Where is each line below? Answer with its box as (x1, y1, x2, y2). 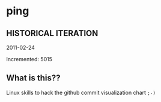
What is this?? (6, 73, 61, 83)
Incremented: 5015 (6, 56, 53, 62)
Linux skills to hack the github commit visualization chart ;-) (6, 89, 156, 96)
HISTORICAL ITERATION (6, 28, 99, 38)
